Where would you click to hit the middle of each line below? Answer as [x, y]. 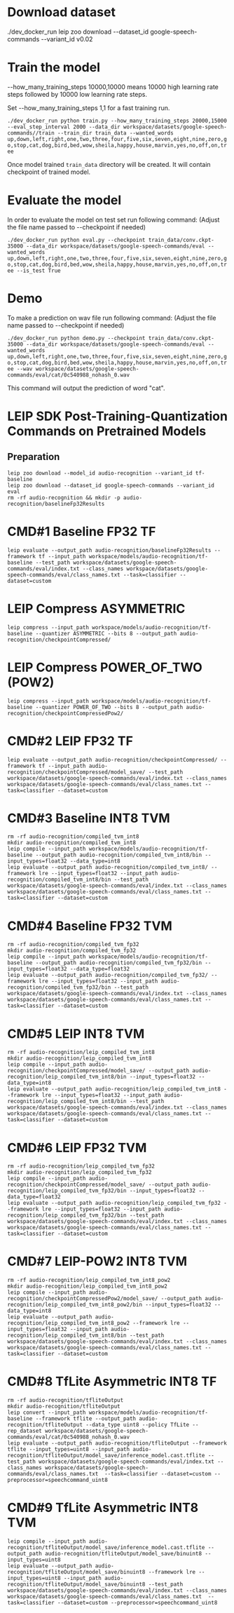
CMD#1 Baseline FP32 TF [82, 531]
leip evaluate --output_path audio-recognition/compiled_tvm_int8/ [108, 868]
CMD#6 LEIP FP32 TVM [77, 1148]
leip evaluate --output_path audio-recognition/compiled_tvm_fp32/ [108, 976]
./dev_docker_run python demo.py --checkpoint [76, 338]
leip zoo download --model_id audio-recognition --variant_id [100, 473]
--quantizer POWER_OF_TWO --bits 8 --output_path [109, 707]
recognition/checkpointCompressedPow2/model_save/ [83, 1299]
